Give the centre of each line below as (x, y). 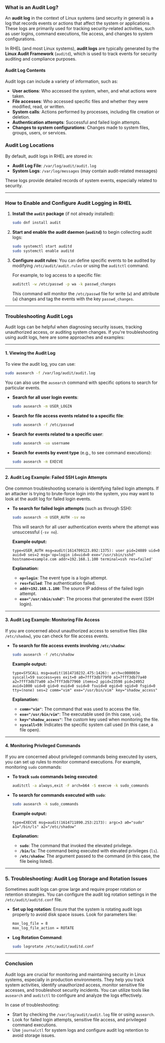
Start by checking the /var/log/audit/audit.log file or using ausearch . (83, 1014)
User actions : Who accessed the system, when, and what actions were (84, 91)
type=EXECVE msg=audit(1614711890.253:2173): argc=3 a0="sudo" (78, 822)
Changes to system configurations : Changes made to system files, (81, 127)
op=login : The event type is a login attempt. (64, 578)
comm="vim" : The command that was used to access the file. (80, 709)
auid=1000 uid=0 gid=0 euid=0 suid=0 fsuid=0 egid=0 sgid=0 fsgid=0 (84, 686)
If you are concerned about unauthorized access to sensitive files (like (76, 631)
